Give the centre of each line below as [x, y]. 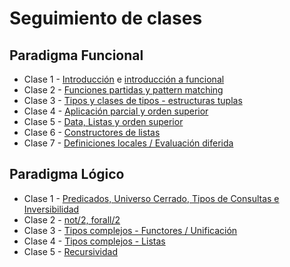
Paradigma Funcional [76, 55]
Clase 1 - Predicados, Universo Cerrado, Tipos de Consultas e [151, 198]
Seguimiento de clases [106, 18]
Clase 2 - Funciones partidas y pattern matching [123, 90]
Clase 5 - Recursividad [70, 251]
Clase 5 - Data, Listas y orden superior [103, 121]
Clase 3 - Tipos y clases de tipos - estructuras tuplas [133, 100]
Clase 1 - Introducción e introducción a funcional [124, 79]
